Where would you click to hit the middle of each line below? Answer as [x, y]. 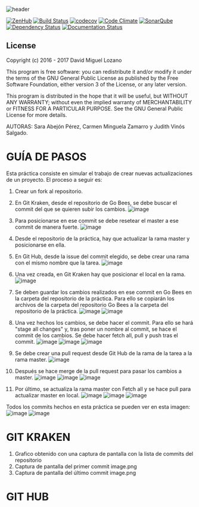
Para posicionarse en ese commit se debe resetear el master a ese [97, 220]
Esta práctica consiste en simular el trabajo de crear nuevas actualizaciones [99, 173]
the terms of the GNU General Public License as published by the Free [92, 78]
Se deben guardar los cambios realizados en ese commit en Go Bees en [103, 292]
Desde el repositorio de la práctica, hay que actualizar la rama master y [102, 238]
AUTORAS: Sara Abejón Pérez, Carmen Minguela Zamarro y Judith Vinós [96, 126]
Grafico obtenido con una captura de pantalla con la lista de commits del [104, 453]
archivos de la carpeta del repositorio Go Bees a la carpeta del [91, 304]
